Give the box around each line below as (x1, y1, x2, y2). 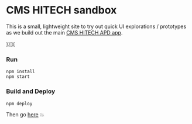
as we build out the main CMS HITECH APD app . (6, 29, 123, 36)
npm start (6, 74, 30, 80)
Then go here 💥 (6, 111, 44, 118)
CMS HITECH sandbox (6, 4, 117, 17)
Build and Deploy (6, 87, 56, 95)
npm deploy (6, 101, 33, 106)
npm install (6, 68, 35, 75)
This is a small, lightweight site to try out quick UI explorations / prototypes (6, 23, 187, 30)
